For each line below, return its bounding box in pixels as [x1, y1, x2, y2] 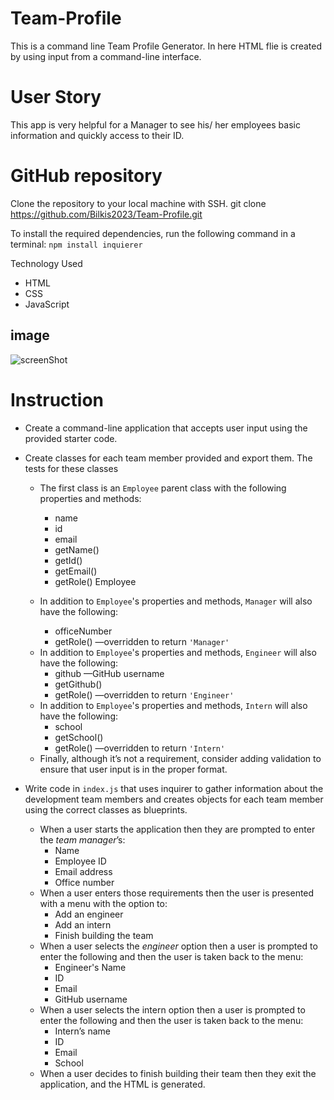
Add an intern [54, 918, 112, 931]
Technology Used [10, 257, 83, 269]
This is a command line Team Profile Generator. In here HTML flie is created [10, 40, 323, 52]
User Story [10, 86, 102, 109]
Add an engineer [54, 908, 124, 920]
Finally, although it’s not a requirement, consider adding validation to [39, 752, 322, 764]
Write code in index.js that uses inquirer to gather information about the [24, 782, 324, 794]
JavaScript [24, 298, 70, 310]
